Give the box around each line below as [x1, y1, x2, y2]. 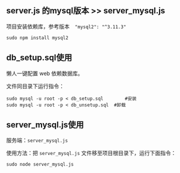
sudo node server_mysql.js [6, 162, 74, 168]
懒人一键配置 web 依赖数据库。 [6, 70, 83, 77]
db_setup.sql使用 [6, 53, 72, 63]
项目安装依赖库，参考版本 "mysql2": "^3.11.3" [6, 23, 126, 30]
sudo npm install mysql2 [6, 35, 69, 41]
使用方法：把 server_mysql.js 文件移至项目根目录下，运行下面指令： [6, 150, 176, 157]
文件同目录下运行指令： [6, 82, 64, 90]
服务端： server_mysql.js [6, 137, 68, 144]
